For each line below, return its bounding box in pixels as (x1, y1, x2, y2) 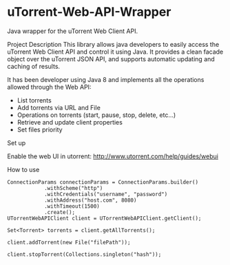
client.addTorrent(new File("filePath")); (7, 239, 131, 246)
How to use (7, 165, 40, 173)
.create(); (43, 209, 76, 215)
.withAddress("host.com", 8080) (43, 197, 137, 204)
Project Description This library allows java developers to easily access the (7, 40, 220, 48)
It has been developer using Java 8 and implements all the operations (7, 75, 205, 83)
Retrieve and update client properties (17, 118, 123, 126)
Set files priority (17, 125, 63, 134)
